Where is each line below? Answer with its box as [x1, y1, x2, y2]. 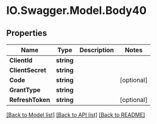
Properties [6, 28, 47, 38]
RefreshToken [9, 95, 50, 104]
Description [79, 46, 114, 54]
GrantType [9, 86, 41, 94]
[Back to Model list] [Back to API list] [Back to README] [6, 111, 145, 119]
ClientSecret [9, 66, 47, 74]
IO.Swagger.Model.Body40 [6, 4, 147, 18]
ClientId [9, 56, 33, 64]
